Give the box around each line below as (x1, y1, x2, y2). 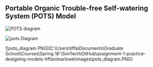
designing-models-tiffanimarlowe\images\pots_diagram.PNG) (5, 56, 133, 62)
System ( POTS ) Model (5, 12, 76, 21)
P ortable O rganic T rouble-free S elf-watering (5, 4, 148, 13)
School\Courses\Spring (5, 50, 54, 56)
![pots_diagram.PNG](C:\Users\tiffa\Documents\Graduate (5, 45, 124, 51)
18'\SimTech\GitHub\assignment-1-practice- (55, 50, 146, 56)
